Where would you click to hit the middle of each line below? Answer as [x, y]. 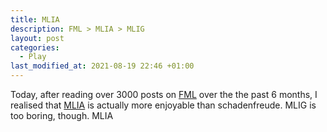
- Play [33, 57]
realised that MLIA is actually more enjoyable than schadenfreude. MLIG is [163, 105]
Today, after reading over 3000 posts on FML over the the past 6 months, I [164, 94]
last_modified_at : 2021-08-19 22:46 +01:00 [102, 66]
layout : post [37, 38]
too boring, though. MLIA [62, 115]
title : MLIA [35, 19]
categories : [35, 47]
